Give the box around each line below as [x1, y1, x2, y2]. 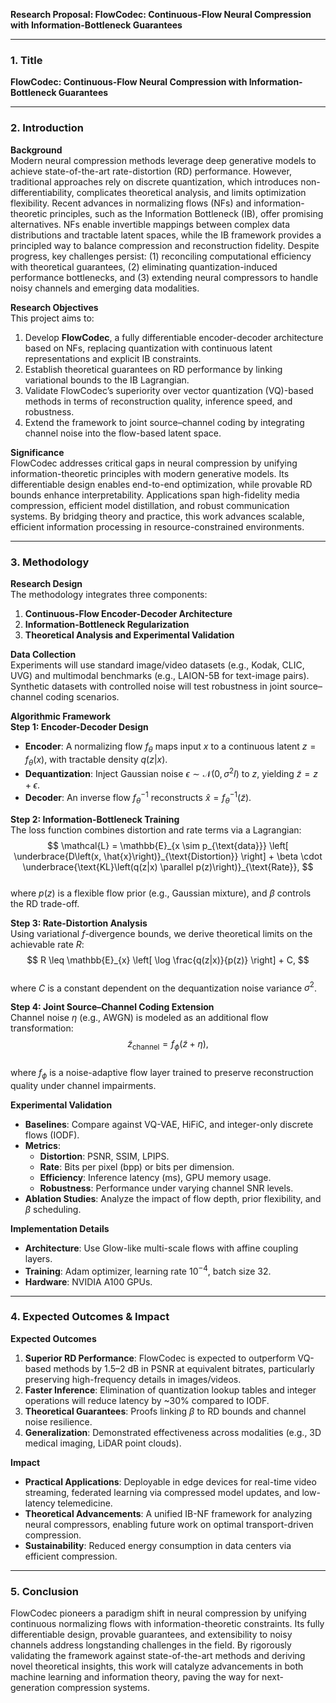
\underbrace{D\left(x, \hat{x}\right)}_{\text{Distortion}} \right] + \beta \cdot [13, 850, 323, 862]
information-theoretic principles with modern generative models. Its [10, 467, 290, 479]
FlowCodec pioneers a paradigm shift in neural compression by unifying [10, 1607, 307, 1619]
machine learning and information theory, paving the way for [10, 1671, 260, 1683]
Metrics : [24, 1139, 61, 1151]
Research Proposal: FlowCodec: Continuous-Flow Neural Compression [10, 9, 312, 20]
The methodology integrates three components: [10, 588, 208, 600]
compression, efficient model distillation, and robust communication [10, 499, 290, 511]
